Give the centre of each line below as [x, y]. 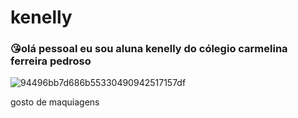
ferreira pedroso [51, 61]
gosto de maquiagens [55, 102]
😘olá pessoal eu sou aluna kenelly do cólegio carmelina [149, 49]
